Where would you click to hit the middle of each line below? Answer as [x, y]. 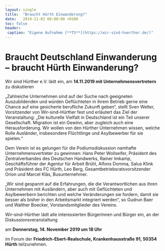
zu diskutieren [20, 87]
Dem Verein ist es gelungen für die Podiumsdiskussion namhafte [71, 148]
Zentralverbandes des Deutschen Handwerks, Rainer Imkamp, [68, 158]
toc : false [16, 24]
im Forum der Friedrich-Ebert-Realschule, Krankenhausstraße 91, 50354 [81, 239]
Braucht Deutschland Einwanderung [81, 57]
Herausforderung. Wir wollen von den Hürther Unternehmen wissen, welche [82, 128]
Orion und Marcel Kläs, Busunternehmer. [46, 174]
